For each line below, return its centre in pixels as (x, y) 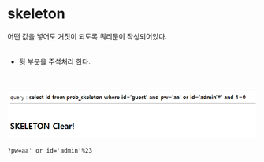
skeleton (36, 14)
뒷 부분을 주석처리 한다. (55, 61)
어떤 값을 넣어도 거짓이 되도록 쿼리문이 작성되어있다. (87, 36)
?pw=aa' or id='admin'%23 (50, 150)
